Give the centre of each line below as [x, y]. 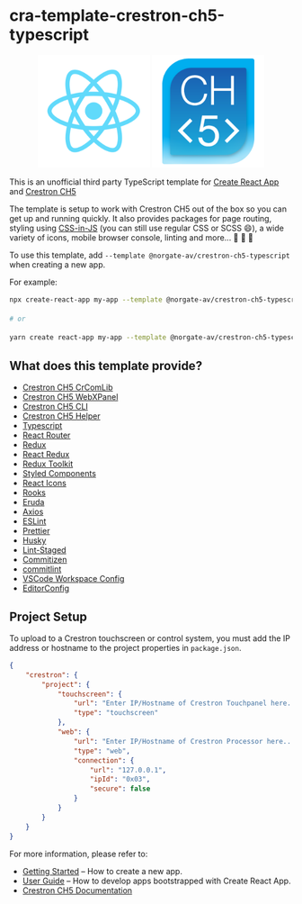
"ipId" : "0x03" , [120, 780]
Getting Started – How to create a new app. [102, 871]
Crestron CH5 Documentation [77, 890]
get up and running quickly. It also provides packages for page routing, [141, 218]
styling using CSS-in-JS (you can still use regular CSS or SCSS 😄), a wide [147, 228]
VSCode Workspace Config [73, 579]
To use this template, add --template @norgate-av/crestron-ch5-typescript [150, 255]
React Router [46, 435]
